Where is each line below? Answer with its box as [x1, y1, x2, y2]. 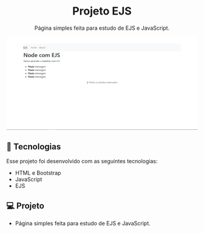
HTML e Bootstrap [15, 169, 61, 177]
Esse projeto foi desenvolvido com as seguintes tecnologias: [6, 158, 158, 165]
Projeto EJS [72, 4, 132, 18]
